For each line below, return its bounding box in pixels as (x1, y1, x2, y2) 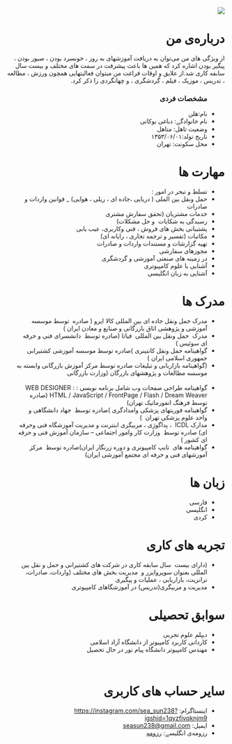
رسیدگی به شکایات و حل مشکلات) (116, 217, 208, 226)
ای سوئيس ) (175, 339, 208, 348)
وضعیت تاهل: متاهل (157, 125, 208, 134)
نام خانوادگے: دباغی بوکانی (139, 117, 208, 125)
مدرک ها (181, 294, 225, 310)
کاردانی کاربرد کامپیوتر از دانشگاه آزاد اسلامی (90, 638, 208, 646)
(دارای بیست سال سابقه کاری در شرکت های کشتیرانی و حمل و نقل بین (21, 560, 208, 568)
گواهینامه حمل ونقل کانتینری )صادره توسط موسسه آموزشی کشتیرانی (26, 346, 208, 355)
